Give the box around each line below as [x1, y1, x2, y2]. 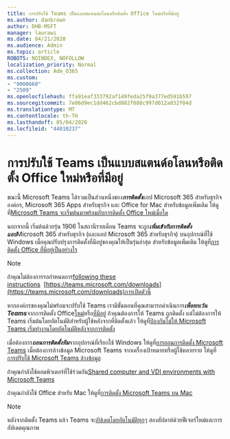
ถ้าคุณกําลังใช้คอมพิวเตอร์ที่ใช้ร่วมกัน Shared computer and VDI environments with [7, 367, 215, 376]
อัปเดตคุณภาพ [7, 424, 40, 432]
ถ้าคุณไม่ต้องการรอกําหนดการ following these [7, 272, 117, 281]
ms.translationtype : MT [7, 106, 76, 113]
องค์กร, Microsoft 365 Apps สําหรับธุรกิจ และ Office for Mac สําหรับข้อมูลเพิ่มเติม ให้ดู [7, 201, 219, 209]
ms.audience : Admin [7, 42, 63, 49]
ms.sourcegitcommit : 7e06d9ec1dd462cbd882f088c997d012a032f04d [7, 100, 192, 107]
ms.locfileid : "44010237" [7, 125, 81, 132]
